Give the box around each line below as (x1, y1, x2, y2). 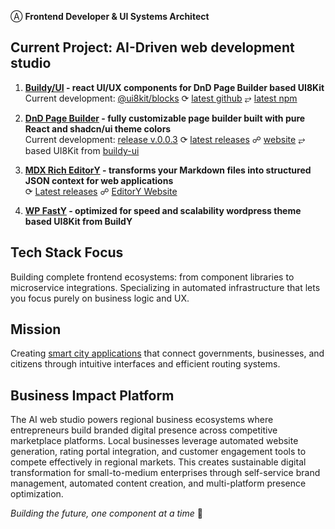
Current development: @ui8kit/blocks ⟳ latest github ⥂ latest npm (24, 92, 298, 104)
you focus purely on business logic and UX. (10, 292, 190, 304)
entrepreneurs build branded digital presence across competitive (10, 424, 278, 436)
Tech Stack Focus (10, 244, 124, 261)
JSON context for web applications (24, 174, 174, 186)
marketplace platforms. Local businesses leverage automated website (10, 435, 299, 447)
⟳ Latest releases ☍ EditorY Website (24, 185, 178, 197)
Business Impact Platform (10, 387, 175, 404)
